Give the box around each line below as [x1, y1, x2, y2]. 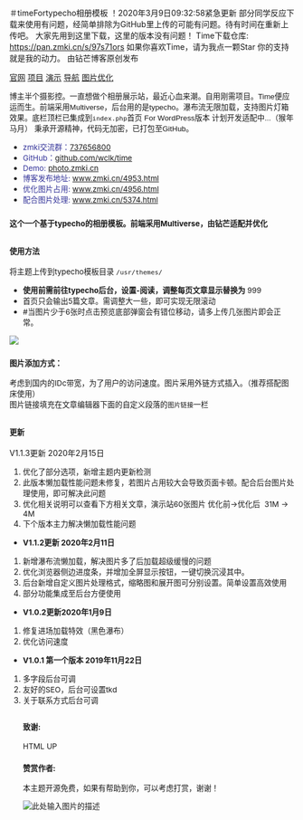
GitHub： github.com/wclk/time [22, 153, 133, 164]
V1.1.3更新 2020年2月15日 [9, 448, 105, 459]
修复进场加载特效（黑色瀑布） [22, 626, 129, 636]
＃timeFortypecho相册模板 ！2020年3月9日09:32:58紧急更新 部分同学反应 [9, 7, 287, 19]
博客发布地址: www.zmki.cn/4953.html [22, 174, 160, 184]
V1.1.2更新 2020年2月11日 [22, 538, 115, 548]
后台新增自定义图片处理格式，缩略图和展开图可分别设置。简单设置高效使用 [22, 577, 288, 588]
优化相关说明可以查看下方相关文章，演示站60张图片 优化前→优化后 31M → [22, 500, 289, 510]
